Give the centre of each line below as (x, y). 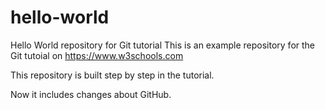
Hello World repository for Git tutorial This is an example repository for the (163, 45)
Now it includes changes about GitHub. (91, 94)
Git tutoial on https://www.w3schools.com (97, 55)
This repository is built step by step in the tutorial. (112, 75)
